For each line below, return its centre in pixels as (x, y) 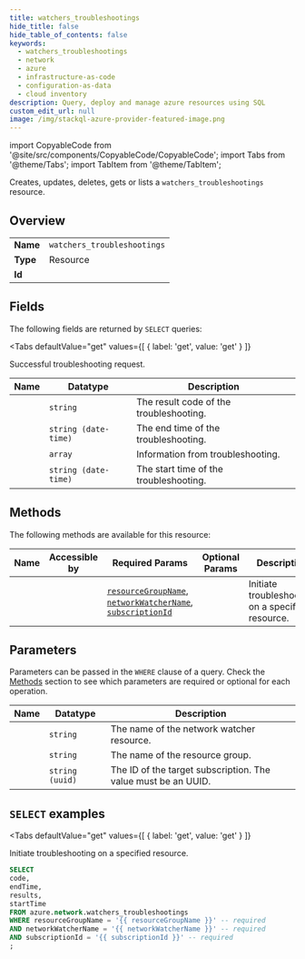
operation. (29, 691)
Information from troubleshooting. (208, 454)
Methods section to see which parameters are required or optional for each (150, 681)
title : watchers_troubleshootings (75, 18)
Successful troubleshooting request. (77, 364)
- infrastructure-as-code (67, 77)
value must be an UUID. (161, 782)
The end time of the (178, 428)
